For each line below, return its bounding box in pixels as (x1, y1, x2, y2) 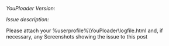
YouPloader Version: (6, 5, 56, 11)
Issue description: (6, 16, 49, 22)
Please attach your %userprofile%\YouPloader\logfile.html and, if (6, 27, 163, 34)
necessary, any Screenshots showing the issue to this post (6, 33, 148, 40)
